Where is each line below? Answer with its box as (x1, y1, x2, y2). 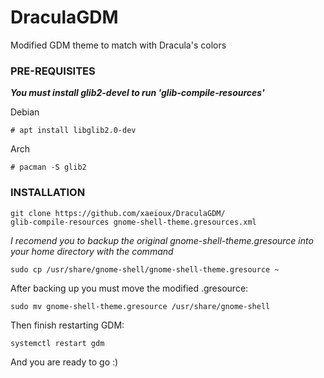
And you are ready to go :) (10, 356, 119, 368)
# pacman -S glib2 (10, 162, 87, 173)
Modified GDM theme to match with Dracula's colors (10, 39, 227, 51)
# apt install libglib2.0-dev (10, 126, 137, 136)
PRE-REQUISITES (10, 64, 96, 78)
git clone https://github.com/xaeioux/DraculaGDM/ (10, 208, 226, 218)
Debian (10, 106, 40, 118)
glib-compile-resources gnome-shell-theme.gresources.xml (10, 217, 257, 227)
